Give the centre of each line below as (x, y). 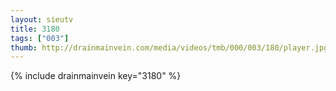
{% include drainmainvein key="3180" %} (96, 76)
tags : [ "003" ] (40, 38)
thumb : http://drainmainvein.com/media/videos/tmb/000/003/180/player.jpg (169, 47)
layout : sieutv (42, 19)
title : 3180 (35, 29)
